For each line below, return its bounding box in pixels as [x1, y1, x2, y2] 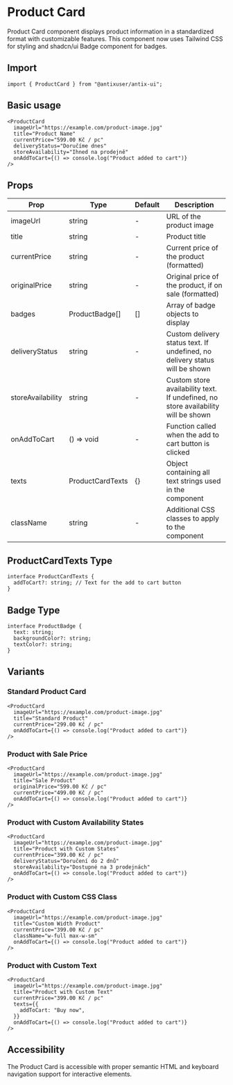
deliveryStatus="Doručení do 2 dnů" [13, 857, 119, 865]
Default [135, 200, 160, 209]
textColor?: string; [13, 641, 73, 648]
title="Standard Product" [13, 715, 89, 722]
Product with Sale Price [7, 749, 88, 759]
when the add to [166, 430, 220, 440]
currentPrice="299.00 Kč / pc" [13, 721, 104, 728]
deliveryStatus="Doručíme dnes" [13, 142, 107, 150]
